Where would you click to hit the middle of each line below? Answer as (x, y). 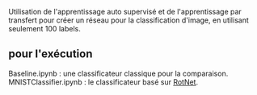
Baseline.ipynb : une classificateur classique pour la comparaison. (118, 73)
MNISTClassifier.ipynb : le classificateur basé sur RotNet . (103, 82)
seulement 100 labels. (44, 29)
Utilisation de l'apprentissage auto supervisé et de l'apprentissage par (125, 12)
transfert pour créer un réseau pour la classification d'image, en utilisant (128, 20)
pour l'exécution (51, 54)
